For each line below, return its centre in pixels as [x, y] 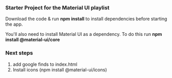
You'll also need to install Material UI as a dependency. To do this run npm [84, 34]
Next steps [19, 53]
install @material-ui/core [33, 40]
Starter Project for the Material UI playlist [58, 8]
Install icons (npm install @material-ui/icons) [60, 70]
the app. [14, 24]
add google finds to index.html [45, 64]
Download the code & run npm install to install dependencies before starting [86, 19]
